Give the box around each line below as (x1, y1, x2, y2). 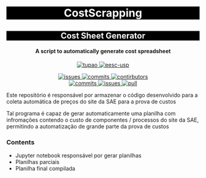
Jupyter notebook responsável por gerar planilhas (15, 152, 142, 159)
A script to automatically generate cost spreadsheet (35, 48, 171, 55)
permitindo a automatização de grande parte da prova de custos (6, 122, 170, 130)
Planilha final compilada (15, 165, 75, 172)
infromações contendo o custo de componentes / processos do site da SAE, (6, 116, 199, 124)
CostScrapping (64, 6, 142, 20)
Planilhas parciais (15, 158, 60, 166)
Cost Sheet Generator (60, 31, 146, 41)
